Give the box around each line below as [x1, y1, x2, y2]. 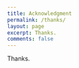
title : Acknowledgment [7, 10, 72, 17]
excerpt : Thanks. [7, 29, 57, 36]
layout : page [7, 23, 45, 30]
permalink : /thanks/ [7, 16, 67, 23]
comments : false [7, 36, 54, 43]
